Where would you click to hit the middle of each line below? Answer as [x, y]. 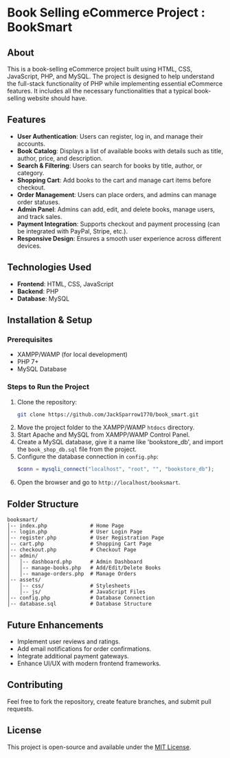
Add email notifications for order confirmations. [84, 648]
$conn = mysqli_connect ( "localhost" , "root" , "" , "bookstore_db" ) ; [116, 469]
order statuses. [38, 202]
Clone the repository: [47, 402]
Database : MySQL [43, 298]
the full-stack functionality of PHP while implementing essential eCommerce [115, 83]
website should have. [57, 98]
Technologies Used [49, 267]
